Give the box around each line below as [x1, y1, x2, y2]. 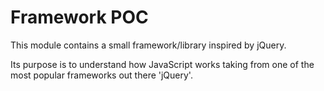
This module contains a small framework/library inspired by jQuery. [10, 39, 287, 51]
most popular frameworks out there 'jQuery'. [10, 69, 193, 81]
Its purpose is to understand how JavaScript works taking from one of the [10, 58, 315, 70]
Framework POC [10, 6, 149, 29]
